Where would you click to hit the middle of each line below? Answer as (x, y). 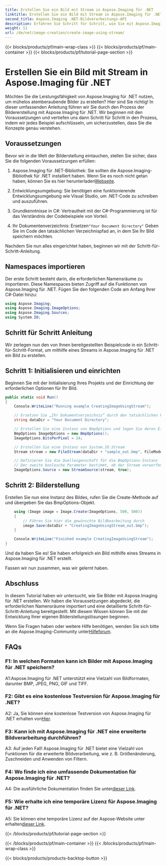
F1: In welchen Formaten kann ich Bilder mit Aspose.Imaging (79, 661)
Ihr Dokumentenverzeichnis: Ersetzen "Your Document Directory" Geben (85, 226)
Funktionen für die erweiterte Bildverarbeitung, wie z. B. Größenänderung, (81, 754)
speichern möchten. (33, 236)
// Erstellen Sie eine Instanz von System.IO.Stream (69, 447)
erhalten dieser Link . (25, 824)
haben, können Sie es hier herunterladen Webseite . (63, 181)
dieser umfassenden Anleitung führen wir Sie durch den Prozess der (75, 107)
